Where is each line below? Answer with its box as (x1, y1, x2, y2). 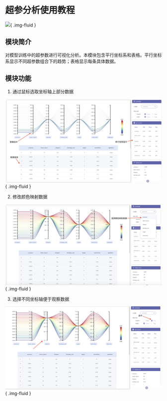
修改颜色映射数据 (12, 194, 48, 200)
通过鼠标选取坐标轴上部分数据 (12, 88, 74, 94)
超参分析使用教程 (5, 4, 76, 16)
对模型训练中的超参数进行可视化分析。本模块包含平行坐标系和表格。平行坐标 (5, 52, 162, 58)
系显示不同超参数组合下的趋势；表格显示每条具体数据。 (5, 58, 118, 64)
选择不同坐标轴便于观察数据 (12, 296, 70, 302)
